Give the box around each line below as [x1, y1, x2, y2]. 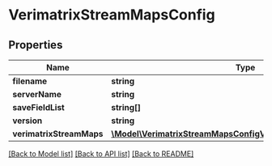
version [12, 115, 43, 126]
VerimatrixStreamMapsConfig [8, 6, 216, 24]
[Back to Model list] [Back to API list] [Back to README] [8, 149, 194, 159]
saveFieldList [12, 102, 65, 113]
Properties [8, 38, 63, 52]
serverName [12, 89, 62, 100]
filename [12, 75, 48, 87]
